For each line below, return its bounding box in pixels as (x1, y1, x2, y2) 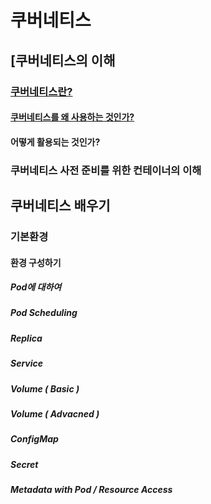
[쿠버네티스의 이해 (10, 52, 116, 69)
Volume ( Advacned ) (10, 407, 100, 420)
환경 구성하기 (10, 256, 62, 268)
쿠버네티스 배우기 (10, 197, 111, 214)
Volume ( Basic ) (10, 382, 80, 395)
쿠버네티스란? (10, 84, 73, 98)
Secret (10, 458, 39, 470)
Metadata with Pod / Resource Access (10, 484, 173, 496)
